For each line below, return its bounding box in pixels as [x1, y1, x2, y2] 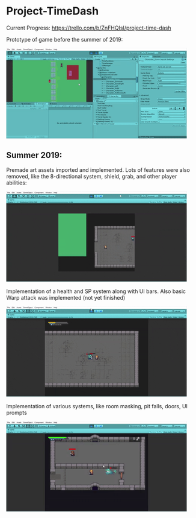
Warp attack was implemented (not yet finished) [6, 294, 126, 301]
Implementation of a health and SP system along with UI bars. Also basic [6, 288, 186, 295]
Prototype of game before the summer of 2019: [6, 36, 123, 43]
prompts [6, 409, 27, 416]
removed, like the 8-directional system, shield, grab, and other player [6, 172, 177, 180]
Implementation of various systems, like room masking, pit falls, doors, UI [6, 402, 188, 409]
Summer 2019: [6, 150, 63, 160]
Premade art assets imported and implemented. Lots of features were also [6, 166, 191, 173]
